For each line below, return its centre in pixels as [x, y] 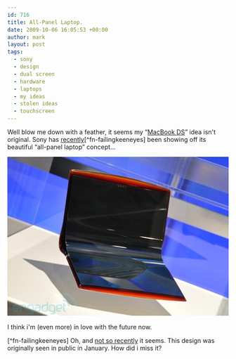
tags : [15, 52]
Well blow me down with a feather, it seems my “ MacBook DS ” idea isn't [112, 132]
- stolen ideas [36, 104]
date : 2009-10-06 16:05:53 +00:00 [58, 30]
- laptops [28, 89]
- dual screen [34, 74]
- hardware [29, 81]
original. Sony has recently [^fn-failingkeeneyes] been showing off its [107, 139]
